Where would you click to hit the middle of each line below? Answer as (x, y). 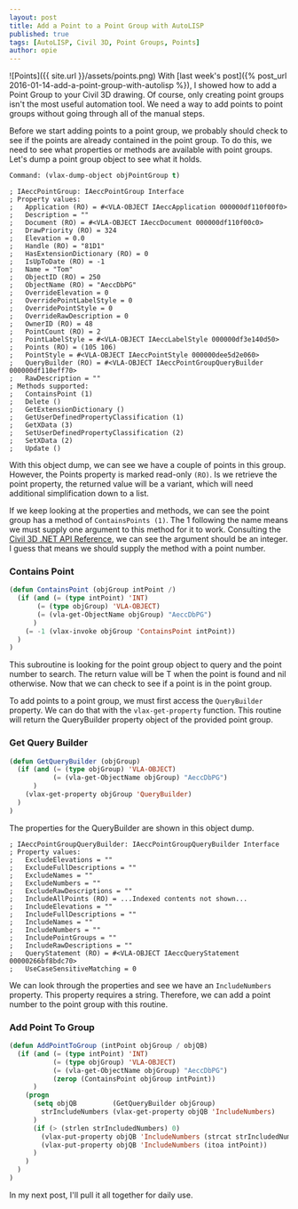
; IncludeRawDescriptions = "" (71, 945)
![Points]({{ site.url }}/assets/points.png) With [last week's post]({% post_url (148, 76)
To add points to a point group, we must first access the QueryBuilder (136, 701)
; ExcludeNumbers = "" (55, 883)
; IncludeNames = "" (51, 922)
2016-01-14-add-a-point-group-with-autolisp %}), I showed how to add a (143, 85)
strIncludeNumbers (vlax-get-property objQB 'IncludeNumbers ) (158, 1112)
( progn (37, 1095)
